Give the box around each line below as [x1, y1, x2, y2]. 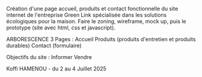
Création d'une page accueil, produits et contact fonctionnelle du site [6, 5, 178, 12]
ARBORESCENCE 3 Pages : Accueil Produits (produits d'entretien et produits [6, 36, 196, 42]
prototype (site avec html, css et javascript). [6, 24, 116, 31]
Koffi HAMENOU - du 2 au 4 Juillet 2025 [6, 65, 107, 72]
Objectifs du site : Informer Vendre [6, 54, 92, 60]
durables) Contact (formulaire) [6, 42, 82, 49]
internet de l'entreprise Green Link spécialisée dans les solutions [6, 11, 167, 19]
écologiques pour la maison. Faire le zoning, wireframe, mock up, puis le [6, 18, 187, 24]
